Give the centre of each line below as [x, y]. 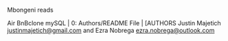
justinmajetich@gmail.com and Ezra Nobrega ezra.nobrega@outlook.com [111, 30]
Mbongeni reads [30, 10]
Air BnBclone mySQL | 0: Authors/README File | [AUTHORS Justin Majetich [114, 23]
